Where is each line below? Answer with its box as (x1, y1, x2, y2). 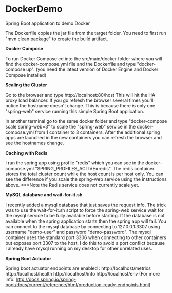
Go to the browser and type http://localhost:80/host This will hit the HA (5, 91, 156, 98)
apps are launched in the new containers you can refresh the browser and (5, 134, 162, 140)
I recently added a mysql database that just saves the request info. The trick (5, 202, 166, 208)
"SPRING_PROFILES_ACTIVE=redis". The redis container (35, 165, 155, 171)
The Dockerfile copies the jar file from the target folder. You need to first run (5, 30, 167, 36)
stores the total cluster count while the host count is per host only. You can (5, 171, 164, 177)
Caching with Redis (5, 150, 48, 156)
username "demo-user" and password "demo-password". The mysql (5, 229, 151, 235)
